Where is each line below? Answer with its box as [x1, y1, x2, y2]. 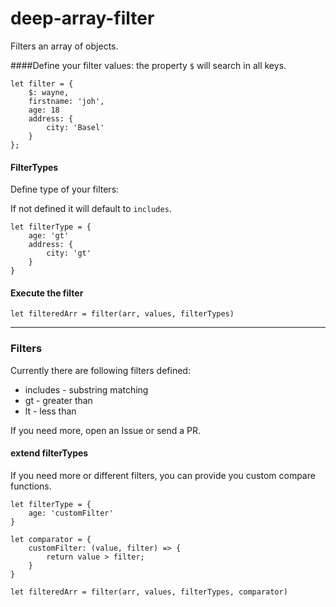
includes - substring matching [24, 383, 149, 396]
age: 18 [28, 105, 60, 115]
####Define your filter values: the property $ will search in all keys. [10, 59, 287, 71]
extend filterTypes [10, 447, 89, 459]
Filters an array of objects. [10, 40, 119, 52]
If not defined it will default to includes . [10, 203, 172, 215]
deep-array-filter [10, 7, 155, 30]
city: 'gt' [46, 248, 92, 259]
